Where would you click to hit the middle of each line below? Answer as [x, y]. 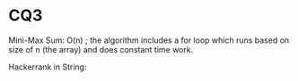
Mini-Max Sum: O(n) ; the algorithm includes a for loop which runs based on [149, 40]
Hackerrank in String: [48, 67]
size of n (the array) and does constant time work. [101, 49]
